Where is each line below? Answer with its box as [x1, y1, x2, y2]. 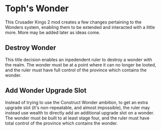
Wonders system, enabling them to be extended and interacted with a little [5, 24, 155, 30]
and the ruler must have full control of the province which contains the [5, 67, 147, 73]
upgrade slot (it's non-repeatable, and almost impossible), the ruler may [5, 105, 150, 110]
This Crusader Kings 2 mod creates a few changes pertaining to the [5, 19, 142, 25]
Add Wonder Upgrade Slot [5, 87, 87, 95]
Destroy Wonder [5, 44, 56, 52]
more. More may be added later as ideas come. [5, 29, 100, 35]
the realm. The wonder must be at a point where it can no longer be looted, [5, 62, 157, 67]
